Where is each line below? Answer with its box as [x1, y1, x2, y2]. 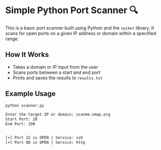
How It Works [5, 50, 49, 59]
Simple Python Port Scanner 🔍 [5, 5, 139, 16]
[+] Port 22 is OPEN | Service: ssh [5, 135, 83, 140]
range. [5, 36, 19, 42]
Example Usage [5, 89, 56, 98]
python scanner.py [5, 103, 44, 108]
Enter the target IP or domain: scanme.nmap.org [5, 112, 111, 117]
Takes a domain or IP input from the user [12, 64, 98, 70]
